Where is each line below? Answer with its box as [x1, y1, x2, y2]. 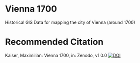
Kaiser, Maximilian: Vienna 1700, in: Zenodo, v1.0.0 [5, 52, 107, 58]
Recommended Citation [5, 36, 104, 47]
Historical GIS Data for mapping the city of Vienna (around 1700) [5, 19, 136, 25]
